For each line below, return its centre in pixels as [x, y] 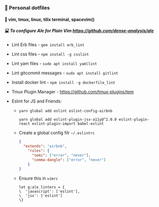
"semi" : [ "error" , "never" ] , [61, 155]
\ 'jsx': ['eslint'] [40, 196]
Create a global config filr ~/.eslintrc [57, 133]
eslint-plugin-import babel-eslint [68, 124]
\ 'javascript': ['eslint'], [49, 191]
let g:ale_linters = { [42, 187]
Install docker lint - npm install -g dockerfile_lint [63, 83]
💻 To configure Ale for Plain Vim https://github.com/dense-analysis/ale [79, 31]
